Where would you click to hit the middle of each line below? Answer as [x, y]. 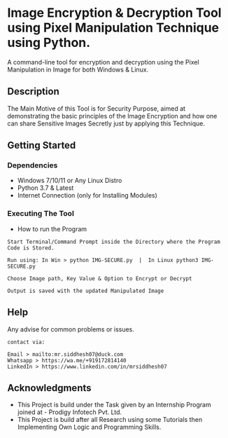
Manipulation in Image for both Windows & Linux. [78, 69]
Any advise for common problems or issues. [71, 329]
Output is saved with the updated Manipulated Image [86, 291]
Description [33, 91]
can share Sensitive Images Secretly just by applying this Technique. [106, 123]
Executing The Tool [41, 214]
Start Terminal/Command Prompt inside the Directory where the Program [114, 242]
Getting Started [42, 145]
